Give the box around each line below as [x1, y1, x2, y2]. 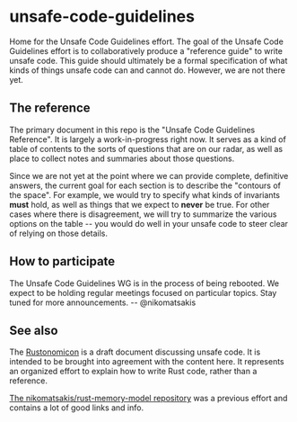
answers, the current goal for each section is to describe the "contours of [9, 180, 281, 191]
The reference [9, 101, 92, 116]
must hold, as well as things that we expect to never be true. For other [9, 199, 270, 210]
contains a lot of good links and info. [9, 402, 144, 413]
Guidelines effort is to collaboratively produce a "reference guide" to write [9, 45, 283, 56]
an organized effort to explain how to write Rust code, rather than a [9, 366, 258, 377]
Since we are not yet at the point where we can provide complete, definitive [9, 170, 289, 181]
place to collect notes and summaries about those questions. [9, 153, 235, 164]
